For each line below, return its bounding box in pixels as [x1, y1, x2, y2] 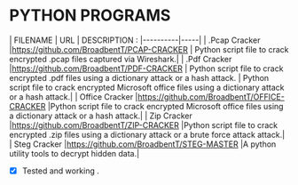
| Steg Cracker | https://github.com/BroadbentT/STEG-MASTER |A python [9, 139, 277, 149]
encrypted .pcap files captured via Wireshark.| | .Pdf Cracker [9, 53, 232, 64]
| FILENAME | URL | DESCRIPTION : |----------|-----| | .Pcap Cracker [9, 35, 261, 45]
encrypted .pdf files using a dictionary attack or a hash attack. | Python [9, 72, 270, 83]
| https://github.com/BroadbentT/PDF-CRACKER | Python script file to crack [9, 63, 284, 74]
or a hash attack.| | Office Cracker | [9, 91, 138, 102]
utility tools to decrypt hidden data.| [9, 148, 140, 158]
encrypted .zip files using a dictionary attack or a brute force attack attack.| [9, 129, 286, 140]
